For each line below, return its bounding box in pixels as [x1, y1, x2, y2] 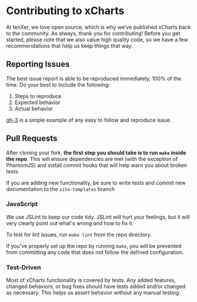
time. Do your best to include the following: [6, 81, 111, 88]
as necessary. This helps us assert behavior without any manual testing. [6, 289, 181, 296]
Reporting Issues [6, 59, 70, 69]
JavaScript [6, 200, 38, 208]
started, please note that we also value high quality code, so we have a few [6, 36, 188, 43]
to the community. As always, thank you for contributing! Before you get [6, 29, 181, 36]
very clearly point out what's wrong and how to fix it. [6, 219, 134, 227]
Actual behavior [14, 105, 54, 112]
